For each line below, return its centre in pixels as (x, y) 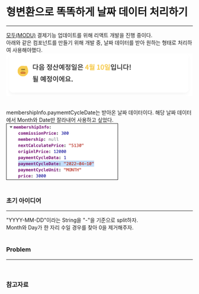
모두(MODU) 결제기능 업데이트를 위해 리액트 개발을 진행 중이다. (79, 35)
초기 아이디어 (24, 201)
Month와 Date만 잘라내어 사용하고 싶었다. (65, 119)
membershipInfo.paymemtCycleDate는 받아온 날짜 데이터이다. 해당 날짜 (91, 112)
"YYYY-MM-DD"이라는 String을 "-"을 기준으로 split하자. (72, 220)
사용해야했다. (28, 50)
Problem (19, 250)
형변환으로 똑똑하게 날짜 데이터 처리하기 (97, 12)
